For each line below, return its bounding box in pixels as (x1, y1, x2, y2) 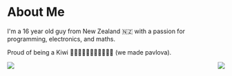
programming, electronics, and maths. (7, 35, 116, 43)
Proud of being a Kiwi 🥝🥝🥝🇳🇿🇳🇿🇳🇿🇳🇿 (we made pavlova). (7, 48, 172, 56)
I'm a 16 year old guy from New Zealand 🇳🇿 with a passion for (7, 27, 185, 35)
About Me (7, 4, 65, 20)
